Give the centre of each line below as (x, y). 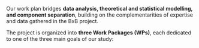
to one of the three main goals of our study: (60, 39)
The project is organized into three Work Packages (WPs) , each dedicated (99, 33)
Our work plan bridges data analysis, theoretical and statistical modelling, (99, 9)
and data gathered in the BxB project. (52, 21)
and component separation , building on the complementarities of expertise (100, 15)
